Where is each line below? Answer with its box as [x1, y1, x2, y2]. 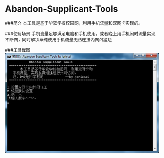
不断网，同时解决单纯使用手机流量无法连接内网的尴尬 [5, 37, 112, 42]
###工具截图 [5, 47, 31, 53]
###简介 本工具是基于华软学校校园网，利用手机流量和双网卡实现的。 [5, 20, 143, 26]
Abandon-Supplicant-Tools [5, 3, 118, 15]
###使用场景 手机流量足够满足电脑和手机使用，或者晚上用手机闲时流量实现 [5, 30, 156, 36]
